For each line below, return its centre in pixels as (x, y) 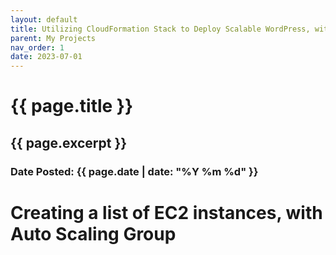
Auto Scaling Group (93, 233)
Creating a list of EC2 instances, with (166, 212)
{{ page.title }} (72, 106)
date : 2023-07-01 (46, 57)
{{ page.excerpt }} (69, 142)
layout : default (44, 19)
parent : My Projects (53, 38)
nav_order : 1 (37, 47)
